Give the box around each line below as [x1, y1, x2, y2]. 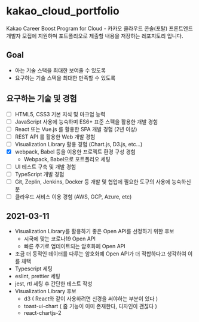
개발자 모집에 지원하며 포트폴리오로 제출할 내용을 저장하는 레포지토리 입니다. [6, 32, 183, 40]
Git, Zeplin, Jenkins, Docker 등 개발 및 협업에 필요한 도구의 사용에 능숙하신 [14, 178, 191, 185]
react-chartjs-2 [23, 309, 62, 316]
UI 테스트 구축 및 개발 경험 [14, 163, 76, 170]
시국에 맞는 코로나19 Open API [23, 235, 96, 242]
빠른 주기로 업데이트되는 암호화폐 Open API [23, 243, 125, 249]
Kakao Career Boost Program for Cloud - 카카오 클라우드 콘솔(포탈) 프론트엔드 [6, 25, 193, 32]
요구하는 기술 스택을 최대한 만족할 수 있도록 [14, 74, 116, 82]
